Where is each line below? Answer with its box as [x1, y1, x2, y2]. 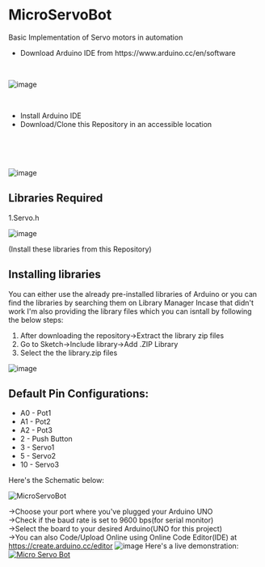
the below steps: [8, 315, 64, 324]
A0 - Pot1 [19, 408, 52, 418]
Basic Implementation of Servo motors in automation [8, 32, 183, 42]
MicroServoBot [8, 6, 112, 24]
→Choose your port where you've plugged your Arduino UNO [8, 507, 213, 517]
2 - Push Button [19, 434, 73, 444]
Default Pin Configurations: [8, 387, 149, 400]
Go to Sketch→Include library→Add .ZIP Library [19, 339, 179, 349]
